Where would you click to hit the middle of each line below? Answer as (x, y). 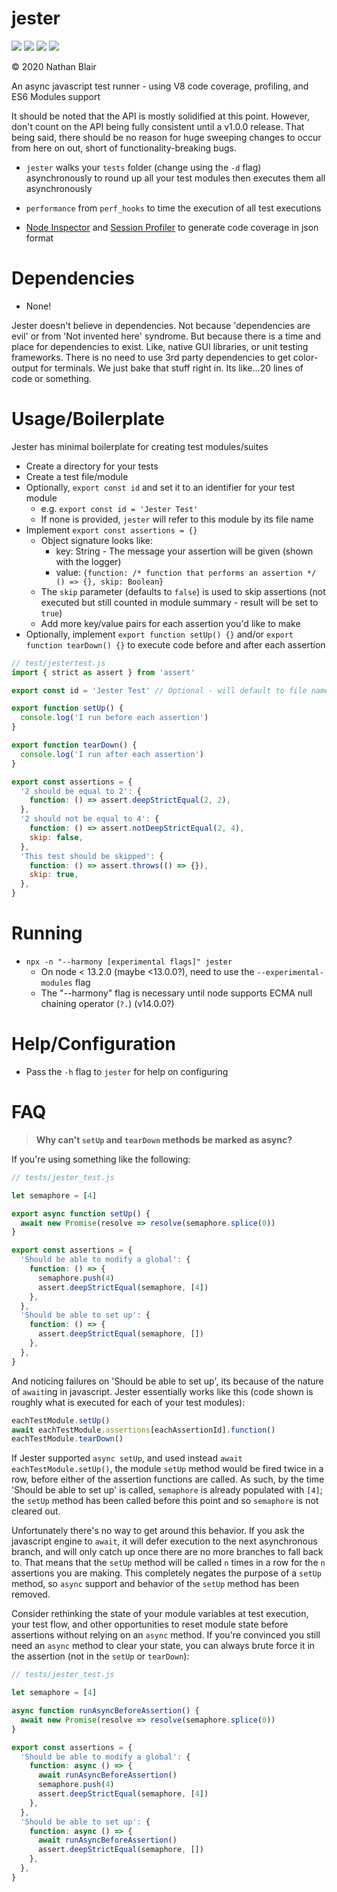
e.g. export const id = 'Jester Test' (119, 508)
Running (47, 933)
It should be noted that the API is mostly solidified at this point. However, (161, 116)
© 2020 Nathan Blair (54, 66)
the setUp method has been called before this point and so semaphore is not (165, 1501)
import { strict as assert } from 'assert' (103, 672)
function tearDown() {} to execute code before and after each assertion (175, 644)
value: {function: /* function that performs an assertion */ (186, 572)
